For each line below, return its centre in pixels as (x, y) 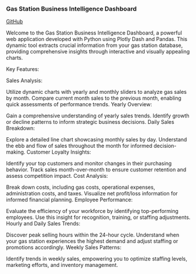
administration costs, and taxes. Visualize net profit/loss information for (92, 194)
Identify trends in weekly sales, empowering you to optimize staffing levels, (97, 259)
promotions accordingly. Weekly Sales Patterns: (64, 248)
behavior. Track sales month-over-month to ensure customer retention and (96, 170)
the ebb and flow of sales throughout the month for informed (79, 146)
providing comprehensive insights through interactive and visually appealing (98, 52)
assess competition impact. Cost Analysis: (57, 176)
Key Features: (23, 69)
